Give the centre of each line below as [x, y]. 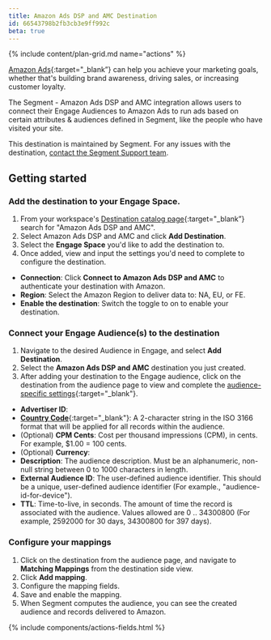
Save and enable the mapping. [71, 594]
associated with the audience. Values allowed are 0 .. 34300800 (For [135, 513]
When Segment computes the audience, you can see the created [128, 603]
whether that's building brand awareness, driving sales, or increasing [124, 79]
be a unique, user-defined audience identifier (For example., [120, 487]
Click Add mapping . [53, 577]
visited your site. [36, 128]
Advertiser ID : [44, 409]
